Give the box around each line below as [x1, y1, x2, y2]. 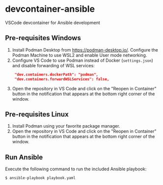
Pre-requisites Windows [5, 34, 81, 42]
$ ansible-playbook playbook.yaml [5, 176, 76, 181]
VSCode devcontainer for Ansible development [5, 20, 101, 26]
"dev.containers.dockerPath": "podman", [14, 72, 99, 77]
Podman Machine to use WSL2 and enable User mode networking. [12, 52, 147, 58]
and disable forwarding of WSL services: [12, 62, 95, 68]
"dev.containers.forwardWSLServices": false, [14, 77, 109, 81]
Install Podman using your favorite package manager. [12, 123, 120, 129]
